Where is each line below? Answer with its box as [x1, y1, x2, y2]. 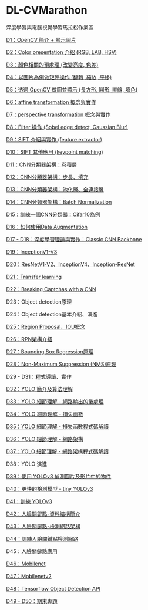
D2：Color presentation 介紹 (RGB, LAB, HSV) [6, 48, 117, 56]
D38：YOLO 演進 [6, 460, 48, 467]
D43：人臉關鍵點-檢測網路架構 [6, 523, 81, 530]
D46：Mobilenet [6, 560, 46, 567]
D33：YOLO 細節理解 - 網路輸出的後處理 [6, 397, 104, 405]
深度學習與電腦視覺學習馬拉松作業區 [6, 23, 94, 31]
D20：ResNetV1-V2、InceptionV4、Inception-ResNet [6, 261, 135, 268]
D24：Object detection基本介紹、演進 [6, 311, 98, 318]
